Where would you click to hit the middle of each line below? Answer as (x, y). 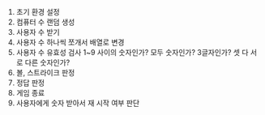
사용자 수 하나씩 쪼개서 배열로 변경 (70, 42)
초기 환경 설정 (38, 12)
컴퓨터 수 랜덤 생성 (45, 22)
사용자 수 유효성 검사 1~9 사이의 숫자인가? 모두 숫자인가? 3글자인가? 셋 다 (132, 52)
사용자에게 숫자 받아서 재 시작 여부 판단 (78, 103)
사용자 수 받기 (38, 32)
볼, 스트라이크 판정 (45, 72)
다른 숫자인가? (47, 62)
